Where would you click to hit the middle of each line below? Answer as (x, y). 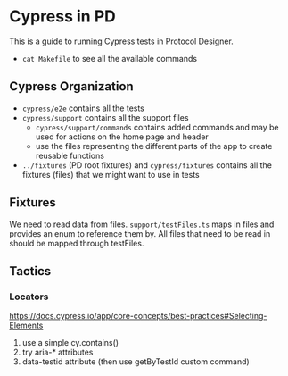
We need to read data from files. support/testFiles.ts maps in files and (142, 224)
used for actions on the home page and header (122, 137)
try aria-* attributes (58, 352)
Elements (26, 326)
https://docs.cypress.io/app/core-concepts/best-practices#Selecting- (138, 316)
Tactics (30, 271)
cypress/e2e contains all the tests (83, 108)
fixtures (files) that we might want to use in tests (111, 174)
